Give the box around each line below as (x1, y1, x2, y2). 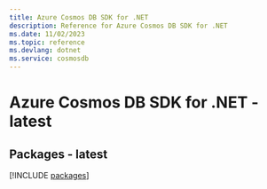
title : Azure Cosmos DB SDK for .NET (9, 12, 149, 22)
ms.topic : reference (9, 37, 86, 47)
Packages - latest (9, 146, 108, 161)
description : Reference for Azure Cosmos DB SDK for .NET (9, 21, 228, 30)
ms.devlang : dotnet (9, 46, 82, 55)
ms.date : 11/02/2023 (9, 29, 86, 38)
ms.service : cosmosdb (9, 54, 90, 63)
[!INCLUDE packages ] (9, 170, 90, 180)
